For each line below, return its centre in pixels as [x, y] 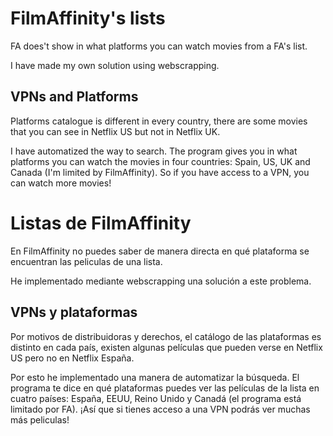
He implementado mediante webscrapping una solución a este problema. [161, 281]
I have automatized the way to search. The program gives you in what [154, 151]
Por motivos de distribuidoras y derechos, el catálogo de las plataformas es [166, 336]
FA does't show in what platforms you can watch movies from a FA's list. [159, 46]
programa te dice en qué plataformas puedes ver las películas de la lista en [165, 388]
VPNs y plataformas [74, 312]
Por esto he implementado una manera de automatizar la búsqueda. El [155, 377]
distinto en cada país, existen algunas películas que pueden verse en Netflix [166, 347]
